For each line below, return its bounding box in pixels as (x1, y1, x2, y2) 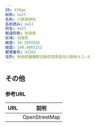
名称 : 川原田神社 (5, 17, 36, 22)
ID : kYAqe (5, 7, 26, 13)
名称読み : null (5, 21, 34, 27)
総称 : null (5, 12, 27, 17)
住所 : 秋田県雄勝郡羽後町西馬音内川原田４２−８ (5, 54, 91, 59)
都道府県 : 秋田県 (5, 31, 36, 36)
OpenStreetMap (22, 114, 60, 121)
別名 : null (5, 26, 27, 31)
